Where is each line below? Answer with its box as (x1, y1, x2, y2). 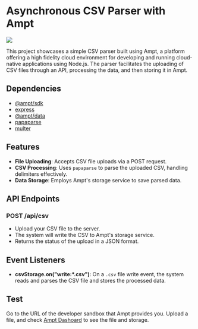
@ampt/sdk (14, 99, 43, 106)
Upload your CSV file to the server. (14, 225, 100, 232)
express (14, 106, 34, 113)
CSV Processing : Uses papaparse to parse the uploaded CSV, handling (14, 164, 188, 171)
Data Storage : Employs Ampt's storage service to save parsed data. (14, 176, 182, 184)
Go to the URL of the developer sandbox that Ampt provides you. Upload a (6, 310, 188, 317)
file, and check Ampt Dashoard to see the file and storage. (6, 316, 149, 323)
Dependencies (6, 84, 61, 94)
